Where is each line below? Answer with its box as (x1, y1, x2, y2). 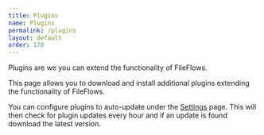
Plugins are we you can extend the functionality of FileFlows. (8, 63, 208, 72)
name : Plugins (8, 19, 56, 27)
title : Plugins (8, 11, 59, 20)
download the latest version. (8, 119, 101, 129)
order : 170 (8, 41, 45, 49)
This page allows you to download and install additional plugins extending (8, 79, 250, 88)
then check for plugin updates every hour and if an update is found (8, 110, 228, 120)
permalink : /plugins (8, 26, 77, 34)
